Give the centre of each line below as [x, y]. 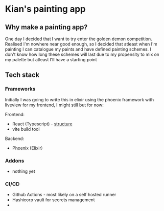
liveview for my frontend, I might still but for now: [54, 105]
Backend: [15, 139]
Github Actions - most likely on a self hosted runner [64, 195]
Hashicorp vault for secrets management [53, 200]
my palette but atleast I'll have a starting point [51, 59]
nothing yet [23, 171]
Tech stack [22, 75]
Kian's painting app [45, 9]
